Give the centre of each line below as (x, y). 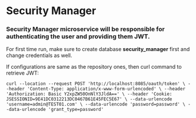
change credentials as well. (39, 55)
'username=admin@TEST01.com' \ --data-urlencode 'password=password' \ (96, 104)
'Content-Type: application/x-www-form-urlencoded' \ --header (106, 89)
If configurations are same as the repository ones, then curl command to (94, 67)
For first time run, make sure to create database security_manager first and (98, 49)
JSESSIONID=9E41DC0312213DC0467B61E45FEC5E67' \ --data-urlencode (89, 99)
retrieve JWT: (23, 73)
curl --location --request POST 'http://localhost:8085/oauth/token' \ (96, 84)
